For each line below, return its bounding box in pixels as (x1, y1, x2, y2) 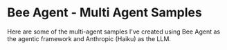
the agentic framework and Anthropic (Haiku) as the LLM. (7, 34, 172, 42)
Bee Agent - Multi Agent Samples (7, 5, 202, 21)
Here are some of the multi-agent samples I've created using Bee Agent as (7, 27, 220, 36)
